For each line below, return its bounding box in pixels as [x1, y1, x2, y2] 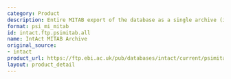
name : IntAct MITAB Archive [7, 36, 88, 43]
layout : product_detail [7, 61, 76, 68]
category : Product [7, 10, 60, 17]
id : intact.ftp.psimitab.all [7, 29, 91, 36]
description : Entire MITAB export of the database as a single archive [7, 16, 217, 23]
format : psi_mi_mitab [7, 23, 69, 30]
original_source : [7, 42, 57, 49]
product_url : [7, 55, 45, 62]
